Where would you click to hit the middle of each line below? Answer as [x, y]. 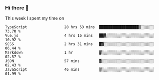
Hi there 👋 [17, 8]
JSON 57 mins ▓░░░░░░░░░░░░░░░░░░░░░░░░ [79, 61]
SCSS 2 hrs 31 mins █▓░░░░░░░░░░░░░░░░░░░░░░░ [79, 44]
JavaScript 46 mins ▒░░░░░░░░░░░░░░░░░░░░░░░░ [79, 70]
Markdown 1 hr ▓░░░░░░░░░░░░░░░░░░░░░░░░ [79, 53]
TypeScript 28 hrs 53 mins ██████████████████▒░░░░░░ [79, 27]
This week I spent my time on [35, 18]
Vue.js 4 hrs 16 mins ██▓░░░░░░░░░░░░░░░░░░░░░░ [79, 36]
